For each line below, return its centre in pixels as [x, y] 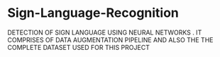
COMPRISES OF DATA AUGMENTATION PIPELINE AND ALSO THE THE [110, 39]
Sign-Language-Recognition [93, 13]
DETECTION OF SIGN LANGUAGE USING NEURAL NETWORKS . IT [105, 32]
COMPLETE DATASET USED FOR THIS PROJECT [79, 47]
